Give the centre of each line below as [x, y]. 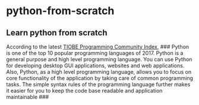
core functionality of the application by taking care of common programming [100, 78]
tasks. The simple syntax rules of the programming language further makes [98, 84]
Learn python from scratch [57, 33]
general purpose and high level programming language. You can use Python [99, 59]
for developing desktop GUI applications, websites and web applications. [95, 65]
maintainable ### [28, 97]
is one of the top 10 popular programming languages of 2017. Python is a [95, 53]
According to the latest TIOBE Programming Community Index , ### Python [98, 47]
